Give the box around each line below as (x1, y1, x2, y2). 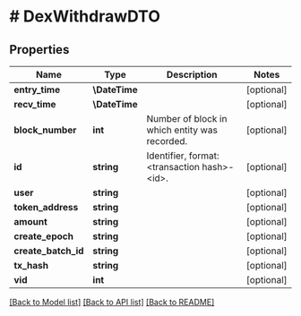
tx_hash (13, 260, 49, 271)
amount (13, 216, 47, 227)
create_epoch (13, 230, 74, 243)
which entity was (146, 124, 218, 136)
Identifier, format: (146, 149, 219, 162)
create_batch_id (13, 244, 84, 257)
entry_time (13, 83, 61, 96)
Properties (9, 42, 70, 57)
